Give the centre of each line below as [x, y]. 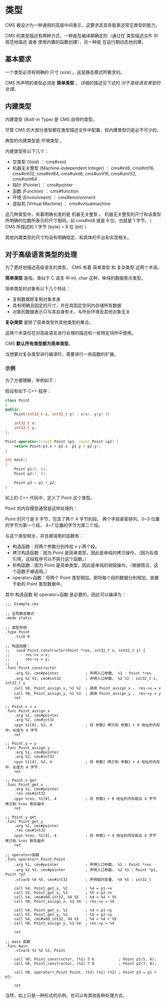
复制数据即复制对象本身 [36, 299]
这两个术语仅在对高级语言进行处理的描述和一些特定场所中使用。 [70, 333]
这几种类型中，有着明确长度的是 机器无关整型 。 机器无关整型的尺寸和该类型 [83, 214]
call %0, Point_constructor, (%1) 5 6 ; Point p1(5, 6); [85, 959]
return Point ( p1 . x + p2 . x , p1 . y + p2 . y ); [58, 446]
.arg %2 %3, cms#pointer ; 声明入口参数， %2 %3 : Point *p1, [86, 870]
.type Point [17, 632]
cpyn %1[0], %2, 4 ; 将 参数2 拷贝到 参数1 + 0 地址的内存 [87, 725]
